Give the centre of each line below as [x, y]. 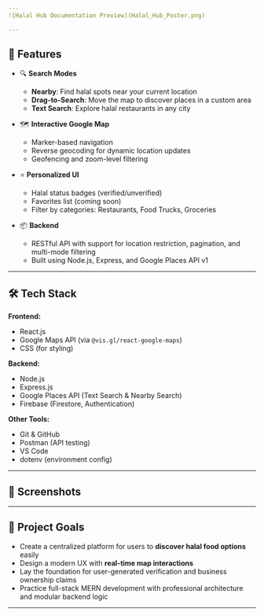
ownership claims [48, 580]
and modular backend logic [64, 596]
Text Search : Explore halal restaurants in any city [111, 109]
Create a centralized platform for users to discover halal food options [132, 546]
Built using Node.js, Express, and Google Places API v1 [119, 260]
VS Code [34, 451]
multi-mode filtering [63, 252]
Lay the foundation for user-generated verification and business [123, 571]
